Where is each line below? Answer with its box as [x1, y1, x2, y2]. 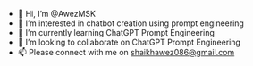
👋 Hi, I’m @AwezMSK [17, 9, 97, 19]
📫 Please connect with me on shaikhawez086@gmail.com [17, 47, 235, 57]
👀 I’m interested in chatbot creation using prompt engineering [17, 18, 244, 29]
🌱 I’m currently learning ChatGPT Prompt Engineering [17, 28, 215, 37]
